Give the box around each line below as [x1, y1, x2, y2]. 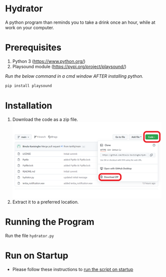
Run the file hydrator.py [5, 232, 55, 238]
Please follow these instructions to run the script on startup [12, 266, 134, 272]
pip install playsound [5, 83, 52, 88]
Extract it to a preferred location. [12, 199, 79, 205]
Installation [5, 100, 53, 111]
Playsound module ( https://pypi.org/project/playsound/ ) [12, 63, 127, 69]
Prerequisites [5, 42, 62, 53]
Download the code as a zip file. [12, 116, 78, 122]
